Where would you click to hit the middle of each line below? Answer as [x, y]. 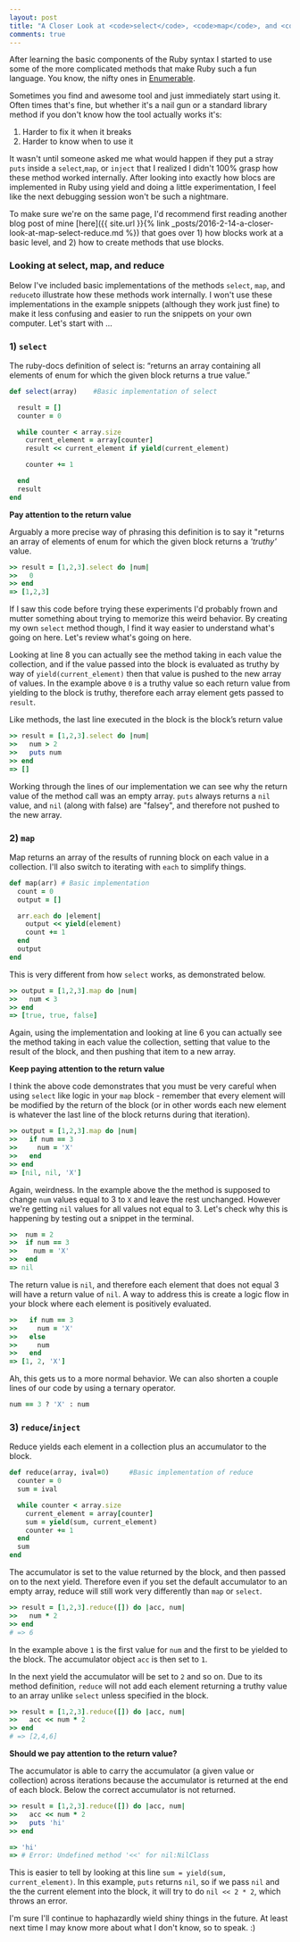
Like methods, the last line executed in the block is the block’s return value [146, 720]
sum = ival [37, 1489]
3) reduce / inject [45, 1427]
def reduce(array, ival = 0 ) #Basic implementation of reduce [131, 1473]
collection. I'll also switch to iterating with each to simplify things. [128, 866]
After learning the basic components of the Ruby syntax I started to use [141, 60]
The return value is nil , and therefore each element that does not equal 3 [144, 1284]
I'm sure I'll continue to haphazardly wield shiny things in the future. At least [149, 1918]
